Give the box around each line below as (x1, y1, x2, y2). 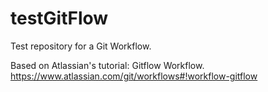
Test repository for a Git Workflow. (10, 40, 152, 52)
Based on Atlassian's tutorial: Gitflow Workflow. (10, 59, 205, 71)
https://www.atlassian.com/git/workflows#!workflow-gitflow (10, 70, 258, 82)
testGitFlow (10, 7, 109, 30)
